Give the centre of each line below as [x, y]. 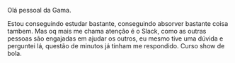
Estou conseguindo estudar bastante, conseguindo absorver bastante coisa [118, 23]
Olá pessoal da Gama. [39, 10]
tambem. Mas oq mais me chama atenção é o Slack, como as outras [107, 31]
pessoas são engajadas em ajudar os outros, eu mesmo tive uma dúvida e [115, 38]
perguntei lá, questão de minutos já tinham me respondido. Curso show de [116, 46]
